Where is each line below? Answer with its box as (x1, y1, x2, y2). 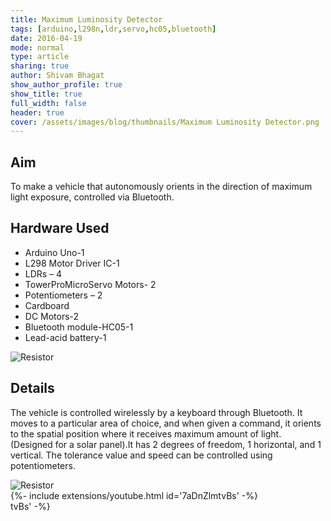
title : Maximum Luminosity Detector (10, 14, 163, 25)
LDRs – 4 (24, 267, 63, 280)
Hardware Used (10, 220, 110, 237)
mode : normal (10, 42, 65, 53)
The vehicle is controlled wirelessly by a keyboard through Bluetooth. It (10, 406, 303, 418)
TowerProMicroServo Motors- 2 (24, 278, 157, 290)
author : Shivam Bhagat (10, 71, 105, 81)
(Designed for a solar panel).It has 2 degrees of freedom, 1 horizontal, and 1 (10, 438, 322, 450)
